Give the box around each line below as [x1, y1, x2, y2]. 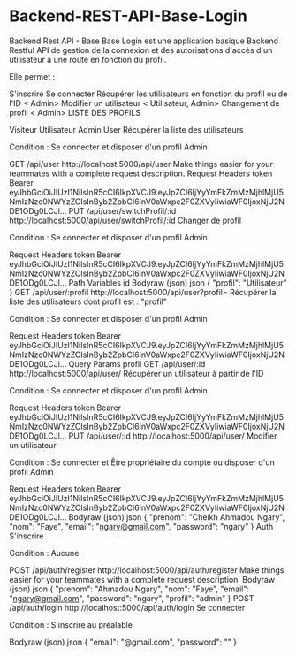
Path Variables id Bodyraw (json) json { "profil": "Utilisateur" [68, 277, 287, 288]
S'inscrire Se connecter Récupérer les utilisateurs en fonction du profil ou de [9, 88, 288, 99]
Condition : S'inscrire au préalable [9, 619, 133, 629]
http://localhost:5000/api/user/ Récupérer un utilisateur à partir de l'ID [9, 368, 264, 378]
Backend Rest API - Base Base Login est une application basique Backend [9, 35, 279, 46]
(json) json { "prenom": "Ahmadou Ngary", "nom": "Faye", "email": [9, 584, 250, 594]
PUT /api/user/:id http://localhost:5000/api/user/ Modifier [68, 431, 277, 441]
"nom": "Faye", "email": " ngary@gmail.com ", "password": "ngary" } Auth [9, 521, 274, 531]
